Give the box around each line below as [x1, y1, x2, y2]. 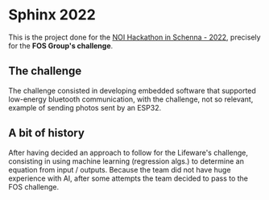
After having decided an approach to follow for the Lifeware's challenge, [8, 148, 248, 157]
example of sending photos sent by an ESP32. [8, 102, 162, 112]
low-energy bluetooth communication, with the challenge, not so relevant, [8, 94, 254, 104]
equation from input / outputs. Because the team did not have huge [8, 165, 231, 174]
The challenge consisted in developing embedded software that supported [8, 85, 256, 95]
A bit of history [8, 127, 85, 140]
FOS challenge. [8, 181, 60, 191]
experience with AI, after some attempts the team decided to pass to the [8, 173, 248, 183]
